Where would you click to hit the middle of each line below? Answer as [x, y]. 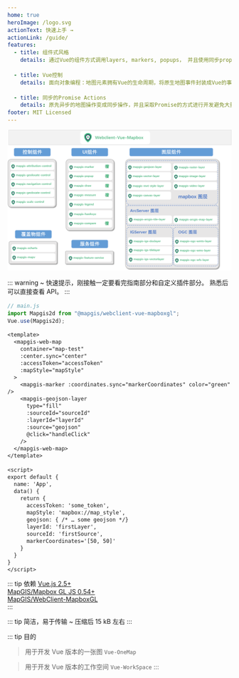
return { [33, 499]
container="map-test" [52, 349]
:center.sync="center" [54, 356]
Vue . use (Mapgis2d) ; [36, 321]
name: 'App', [33, 484]
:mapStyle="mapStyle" [52, 371]
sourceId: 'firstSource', [64, 534]
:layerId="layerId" [55, 420]
